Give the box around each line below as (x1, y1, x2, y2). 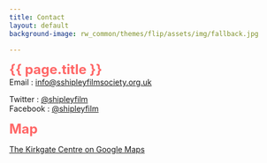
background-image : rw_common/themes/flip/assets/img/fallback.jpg (9, 29, 259, 38)
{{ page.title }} (9, 61, 103, 78)
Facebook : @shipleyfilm (9, 103, 99, 115)
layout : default (9, 21, 69, 30)
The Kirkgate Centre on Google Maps (9, 144, 146, 155)
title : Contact (9, 12, 65, 22)
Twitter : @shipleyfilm (9, 94, 88, 105)
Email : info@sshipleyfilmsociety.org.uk (9, 77, 152, 88)
